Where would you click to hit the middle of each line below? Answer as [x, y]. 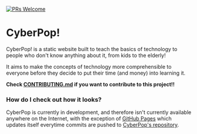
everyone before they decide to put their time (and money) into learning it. [96, 73]
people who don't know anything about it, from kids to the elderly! [86, 55]
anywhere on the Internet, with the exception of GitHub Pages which [89, 119]
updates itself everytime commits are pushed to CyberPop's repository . [93, 125]
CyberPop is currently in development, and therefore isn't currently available [99, 112]
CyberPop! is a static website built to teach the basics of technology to [92, 49]
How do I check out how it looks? [54, 99]
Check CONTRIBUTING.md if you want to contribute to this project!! [91, 84]
